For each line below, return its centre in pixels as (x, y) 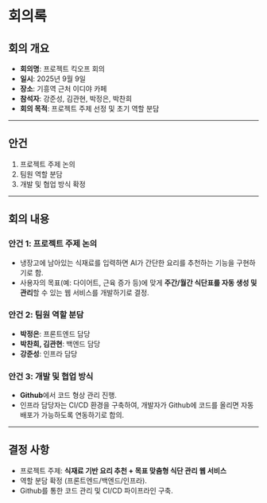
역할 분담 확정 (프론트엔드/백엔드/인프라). (83, 480)
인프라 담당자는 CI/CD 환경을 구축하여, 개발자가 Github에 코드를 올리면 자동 (137, 405)
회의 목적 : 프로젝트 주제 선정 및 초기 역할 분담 (89, 109)
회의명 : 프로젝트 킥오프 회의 (62, 69)
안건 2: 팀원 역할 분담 (46, 315)
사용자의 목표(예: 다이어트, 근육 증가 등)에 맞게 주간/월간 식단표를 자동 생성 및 (138, 283)
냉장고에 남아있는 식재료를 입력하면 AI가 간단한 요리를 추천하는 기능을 (127, 263)
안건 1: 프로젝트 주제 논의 (53, 244)
